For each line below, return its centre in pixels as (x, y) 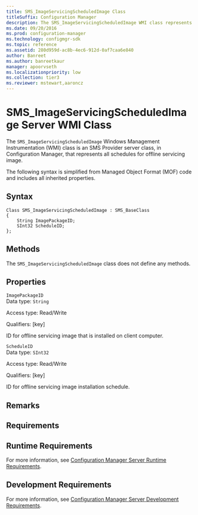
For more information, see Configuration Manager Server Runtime (86, 460)
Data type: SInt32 (28, 352)
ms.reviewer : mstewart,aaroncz (45, 83)
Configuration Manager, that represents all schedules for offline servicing (96, 154)
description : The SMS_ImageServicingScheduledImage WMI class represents (99, 22)
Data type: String (28, 301)
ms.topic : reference (32, 45)
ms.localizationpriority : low (44, 72)
